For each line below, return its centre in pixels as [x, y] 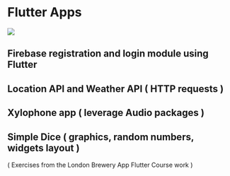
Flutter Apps [45, 12]
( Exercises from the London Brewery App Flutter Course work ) [100, 165]
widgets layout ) [44, 148]
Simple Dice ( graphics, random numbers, [101, 137]
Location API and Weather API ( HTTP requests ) [116, 89]
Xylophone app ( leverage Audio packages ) [106, 113]
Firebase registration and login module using [108, 54]
